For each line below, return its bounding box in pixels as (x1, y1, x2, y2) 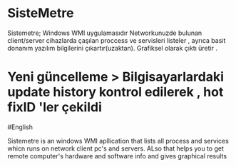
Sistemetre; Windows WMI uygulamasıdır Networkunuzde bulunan (7, 29, 202, 37)
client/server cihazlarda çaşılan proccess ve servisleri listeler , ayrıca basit (7, 36, 226, 44)
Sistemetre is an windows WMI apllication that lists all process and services (7, 136, 230, 145)
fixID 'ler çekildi (7, 99, 102, 116)
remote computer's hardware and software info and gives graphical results (7, 151, 227, 160)
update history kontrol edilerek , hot (7, 84, 224, 101)
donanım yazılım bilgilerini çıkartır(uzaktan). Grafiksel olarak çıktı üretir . (7, 44, 217, 52)
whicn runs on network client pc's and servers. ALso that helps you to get (7, 144, 225, 153)
